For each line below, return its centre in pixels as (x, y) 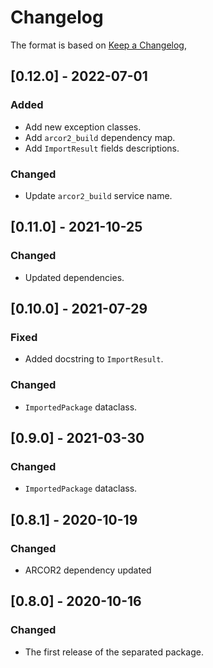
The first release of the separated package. (114, 652)
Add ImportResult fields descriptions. (102, 148)
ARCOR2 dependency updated (88, 570)
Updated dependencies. (74, 277)
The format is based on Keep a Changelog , (98, 45)
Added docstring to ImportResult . (94, 359)
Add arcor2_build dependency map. (100, 137)
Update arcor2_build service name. (98, 195)
